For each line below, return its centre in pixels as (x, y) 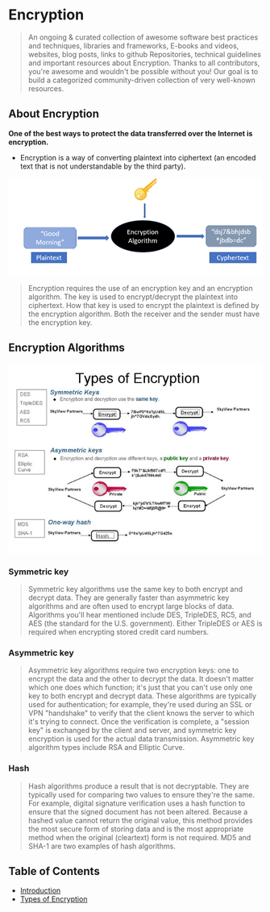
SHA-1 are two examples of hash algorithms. (102, 846)
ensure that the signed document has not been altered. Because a (138, 811)
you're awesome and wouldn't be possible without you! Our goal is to (143, 71)
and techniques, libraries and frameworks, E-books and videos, (133, 45)
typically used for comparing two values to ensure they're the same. (141, 794)
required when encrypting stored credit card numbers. (118, 631)
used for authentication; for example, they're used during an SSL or (140, 705)
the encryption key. (60, 322)
